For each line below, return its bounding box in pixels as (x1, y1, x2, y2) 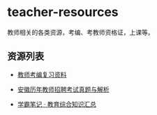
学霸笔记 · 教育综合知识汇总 (17, 100, 96, 108)
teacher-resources (7, 4, 119, 20)
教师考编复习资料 (17, 70, 67, 79)
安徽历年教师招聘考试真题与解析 (17, 85, 110, 93)
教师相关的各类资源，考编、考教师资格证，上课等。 (7, 28, 154, 36)
